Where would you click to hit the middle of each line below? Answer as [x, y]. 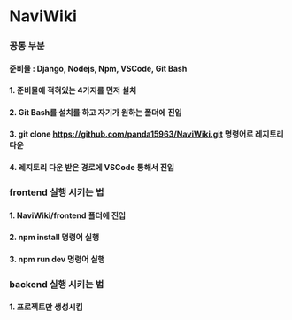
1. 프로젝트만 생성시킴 [46, 307]
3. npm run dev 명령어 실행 [57, 259]
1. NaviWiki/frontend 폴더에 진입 [68, 215]
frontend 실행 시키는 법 [57, 192]
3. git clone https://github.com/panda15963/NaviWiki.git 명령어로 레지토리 [146, 134]
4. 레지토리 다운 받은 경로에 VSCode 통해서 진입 [92, 168]
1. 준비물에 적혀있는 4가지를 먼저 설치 [73, 90]
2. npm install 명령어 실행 [54, 238]
